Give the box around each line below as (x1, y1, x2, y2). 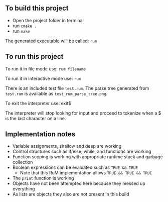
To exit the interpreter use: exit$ (5, 100, 72, 106)
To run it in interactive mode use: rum (5, 75, 81, 81)
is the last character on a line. (5, 115, 66, 121)
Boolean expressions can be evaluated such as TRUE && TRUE (12, 164, 138, 170)
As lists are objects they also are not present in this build (12, 191, 129, 197)
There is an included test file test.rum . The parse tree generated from (5, 85, 149, 91)
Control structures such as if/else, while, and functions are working (12, 148, 151, 155)
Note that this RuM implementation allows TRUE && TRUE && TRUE (20, 170, 152, 176)
